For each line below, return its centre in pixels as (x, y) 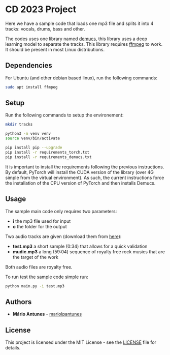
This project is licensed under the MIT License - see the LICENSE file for (81, 342)
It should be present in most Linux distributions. (55, 49)
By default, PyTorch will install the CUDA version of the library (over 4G (79, 172)
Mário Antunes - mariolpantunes (47, 314)
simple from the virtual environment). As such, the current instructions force (85, 177)
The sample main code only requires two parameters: (61, 211)
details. (13, 348)
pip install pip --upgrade (34, 148)
